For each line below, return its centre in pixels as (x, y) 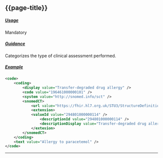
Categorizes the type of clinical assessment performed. (61, 56)
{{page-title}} (26, 8)
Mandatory (16, 32)
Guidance (15, 44)
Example (14, 67)
